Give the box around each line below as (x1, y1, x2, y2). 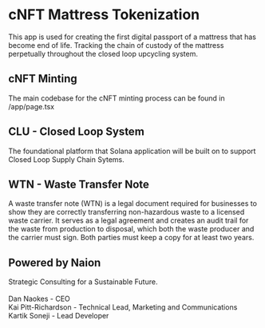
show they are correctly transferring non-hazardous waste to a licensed (8, 207, 245, 217)
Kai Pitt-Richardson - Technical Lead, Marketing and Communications (8, 302, 238, 312)
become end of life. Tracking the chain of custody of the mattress (8, 40, 224, 49)
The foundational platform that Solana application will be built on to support (8, 146, 256, 156)
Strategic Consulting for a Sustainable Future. (8, 277, 158, 287)
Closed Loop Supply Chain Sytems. (8, 154, 125, 164)
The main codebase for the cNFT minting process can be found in (8, 93, 225, 103)
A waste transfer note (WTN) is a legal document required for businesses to (8, 199, 258, 208)
